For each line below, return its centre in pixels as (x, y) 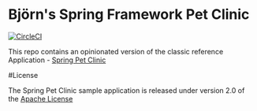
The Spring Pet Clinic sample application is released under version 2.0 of (127, 90)
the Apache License (41, 98)
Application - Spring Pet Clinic (57, 60)
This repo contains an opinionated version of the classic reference (116, 51)
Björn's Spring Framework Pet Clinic (129, 15)
